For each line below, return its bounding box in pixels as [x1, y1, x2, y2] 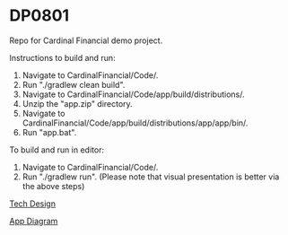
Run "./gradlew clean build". [22, 79, 126, 90]
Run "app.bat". [22, 126, 77, 137]
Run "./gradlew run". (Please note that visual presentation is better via [22, 171, 280, 182]
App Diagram [9, 215, 58, 226]
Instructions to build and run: [9, 52, 116, 63]
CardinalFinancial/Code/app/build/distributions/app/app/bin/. [22, 117, 249, 128]
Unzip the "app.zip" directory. [22, 98, 133, 109]
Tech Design [9, 198, 57, 209]
